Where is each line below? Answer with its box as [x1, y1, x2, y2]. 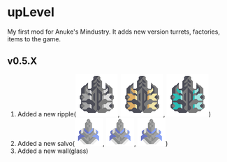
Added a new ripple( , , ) [17, 109, 212, 118]
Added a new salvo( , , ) [17, 139, 168, 147]
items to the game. [7, 34, 61, 43]
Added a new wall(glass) [17, 147, 89, 155]
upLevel [7, 4, 54, 20]
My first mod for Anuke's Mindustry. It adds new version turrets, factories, [7, 27, 220, 36]
